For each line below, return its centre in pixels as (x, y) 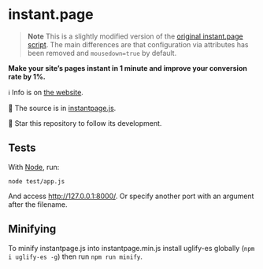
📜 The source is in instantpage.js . (62, 108)
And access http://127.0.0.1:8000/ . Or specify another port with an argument (131, 196)
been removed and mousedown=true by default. (102, 53)
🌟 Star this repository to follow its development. (85, 123)
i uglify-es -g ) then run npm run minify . (76, 256)
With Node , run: (34, 167)
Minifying (32, 229)
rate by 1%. (27, 76)
